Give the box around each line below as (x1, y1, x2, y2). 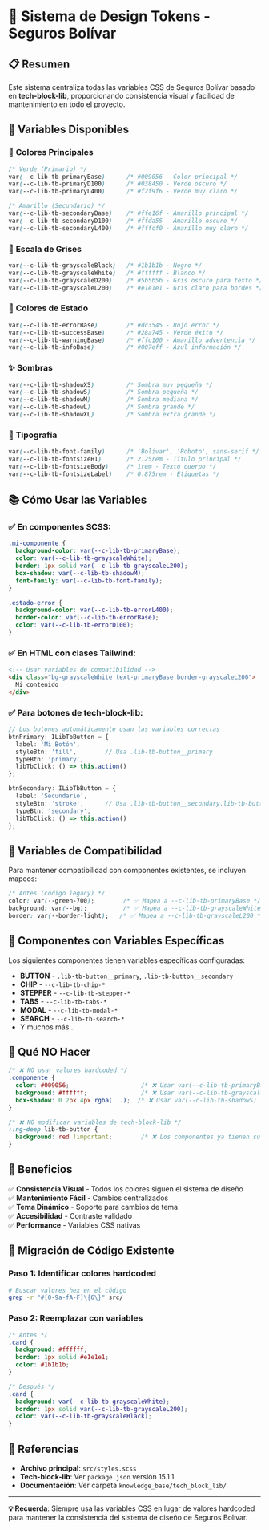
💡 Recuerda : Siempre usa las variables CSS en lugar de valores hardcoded (8, 1504, 255, 1513)
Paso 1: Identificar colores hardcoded (8, 1268, 156, 1279)
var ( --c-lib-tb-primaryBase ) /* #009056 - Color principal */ (8, 172, 239, 181)
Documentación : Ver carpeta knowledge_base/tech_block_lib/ (19, 1480, 227, 1490)
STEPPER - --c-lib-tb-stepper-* (19, 988, 131, 997)
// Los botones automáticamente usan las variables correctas (8, 725, 220, 733)
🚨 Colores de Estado (8, 302, 89, 314)
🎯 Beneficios (8, 1163, 73, 1176)
